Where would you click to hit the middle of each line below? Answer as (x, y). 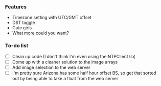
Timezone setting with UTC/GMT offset (52, 18)
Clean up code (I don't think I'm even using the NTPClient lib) (74, 56)
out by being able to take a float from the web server (65, 78)
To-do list (17, 46)
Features (16, 7)
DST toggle (23, 22)
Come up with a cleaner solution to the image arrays (65, 62)
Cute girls (22, 28)
